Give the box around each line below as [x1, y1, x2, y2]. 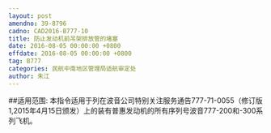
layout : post [8, 11, 53, 20]
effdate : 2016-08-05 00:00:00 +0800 [8, 49, 132, 58]
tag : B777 [8, 58, 42, 66]
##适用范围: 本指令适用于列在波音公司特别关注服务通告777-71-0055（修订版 [8, 95, 263, 105]
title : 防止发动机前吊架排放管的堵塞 [8, 34, 119, 43]
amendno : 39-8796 [8, 19, 67, 28]
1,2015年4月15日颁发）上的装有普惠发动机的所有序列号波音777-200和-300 [8, 105, 256, 115]
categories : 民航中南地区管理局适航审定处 [8, 65, 137, 73]
